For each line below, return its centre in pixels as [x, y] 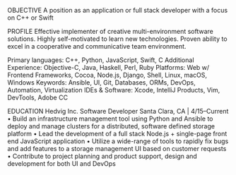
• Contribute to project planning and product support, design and [102, 156]
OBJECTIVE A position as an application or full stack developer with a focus [118, 10]
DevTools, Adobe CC [38, 97]
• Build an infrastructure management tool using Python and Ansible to [110, 119]
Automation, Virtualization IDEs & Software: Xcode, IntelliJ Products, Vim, [114, 90]
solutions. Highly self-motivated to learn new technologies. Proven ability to [117, 39]
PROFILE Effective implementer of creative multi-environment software [111, 31]
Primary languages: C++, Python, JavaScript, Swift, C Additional [101, 60]
